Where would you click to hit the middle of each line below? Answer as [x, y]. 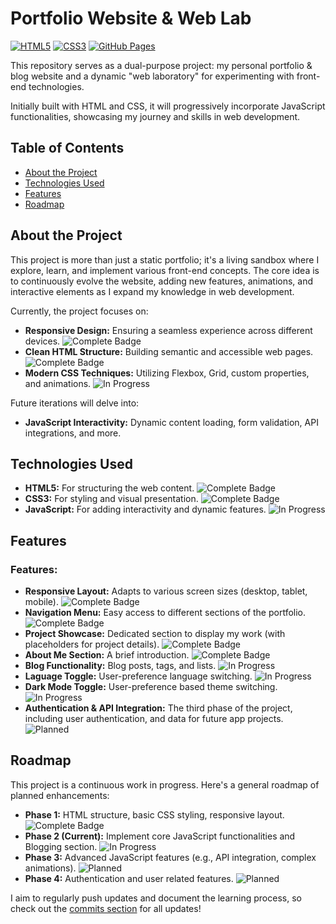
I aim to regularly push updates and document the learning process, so [156, 898]
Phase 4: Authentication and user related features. [129, 878]
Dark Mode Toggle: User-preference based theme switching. [151, 687]
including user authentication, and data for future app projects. [154, 719]
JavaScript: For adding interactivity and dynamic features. [145, 509]
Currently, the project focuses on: [79, 311]
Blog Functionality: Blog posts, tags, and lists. [120, 666]
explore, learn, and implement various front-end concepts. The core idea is [165, 270]
